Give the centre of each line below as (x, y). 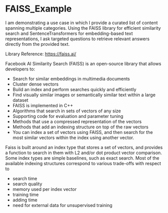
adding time (25, 200)
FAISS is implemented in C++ (43, 105)
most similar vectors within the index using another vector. (73, 137)
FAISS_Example (39, 9)
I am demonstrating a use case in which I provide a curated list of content (81, 23)
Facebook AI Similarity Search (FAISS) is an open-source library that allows (83, 63)
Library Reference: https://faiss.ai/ (41, 54)
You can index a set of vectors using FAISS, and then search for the (82, 132)
